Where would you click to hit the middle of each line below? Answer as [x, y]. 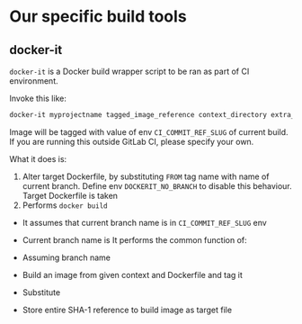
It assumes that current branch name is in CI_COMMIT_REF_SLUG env [144, 222]
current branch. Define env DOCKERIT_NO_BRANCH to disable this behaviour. [157, 185]
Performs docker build [65, 205]
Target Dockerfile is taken [70, 195]
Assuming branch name [66, 257]
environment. [34, 81]
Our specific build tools [98, 17]
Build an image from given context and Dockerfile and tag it [132, 274]
